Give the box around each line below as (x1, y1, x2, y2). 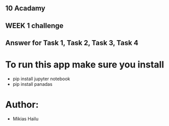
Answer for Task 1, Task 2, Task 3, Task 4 (5, 39, 139, 47)
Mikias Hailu (12, 116, 39, 122)
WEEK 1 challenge (5, 21, 64, 30)
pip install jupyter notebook (12, 76, 70, 82)
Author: (5, 99, 39, 111)
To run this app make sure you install (5, 59, 164, 71)
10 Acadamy (5, 4, 46, 13)
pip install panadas (12, 81, 53, 87)
